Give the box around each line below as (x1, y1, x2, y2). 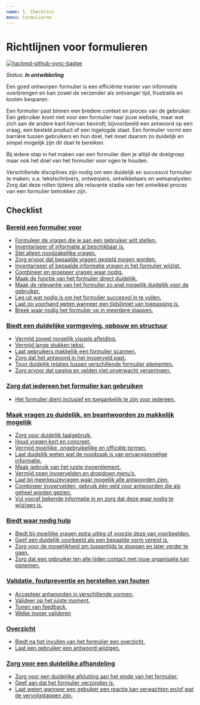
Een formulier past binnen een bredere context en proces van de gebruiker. (6, 107, 192, 114)
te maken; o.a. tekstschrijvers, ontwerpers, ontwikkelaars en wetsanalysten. (6, 175, 193, 183)
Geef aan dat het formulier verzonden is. (14, 679, 115, 686)
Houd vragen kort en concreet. (14, 438, 91, 445)
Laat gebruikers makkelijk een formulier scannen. (14, 348, 136, 355)
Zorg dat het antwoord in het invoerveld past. (14, 354, 127, 361)
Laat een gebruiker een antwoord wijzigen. (14, 644, 121, 651)
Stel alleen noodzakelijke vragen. (14, 250, 97, 257)
